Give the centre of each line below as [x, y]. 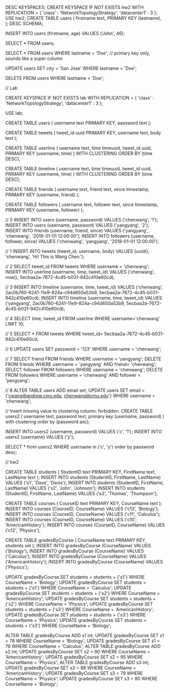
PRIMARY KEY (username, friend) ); [42, 195]
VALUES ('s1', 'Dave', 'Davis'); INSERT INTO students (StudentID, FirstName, [84, 483]
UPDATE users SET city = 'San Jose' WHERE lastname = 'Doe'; [71, 68]
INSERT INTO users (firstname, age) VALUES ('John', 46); [65, 33]
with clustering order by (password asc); [48, 422]
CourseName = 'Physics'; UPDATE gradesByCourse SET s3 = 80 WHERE [81, 679]
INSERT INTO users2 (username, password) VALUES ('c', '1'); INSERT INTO [84, 432]
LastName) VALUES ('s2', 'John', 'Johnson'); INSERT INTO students [75, 488]
